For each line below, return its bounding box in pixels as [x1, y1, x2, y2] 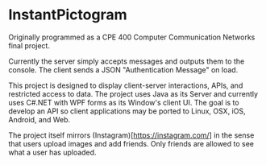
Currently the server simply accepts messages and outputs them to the [8, 56, 245, 66]
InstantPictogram [8, 6, 127, 24]
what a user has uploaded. [8, 147, 97, 157]
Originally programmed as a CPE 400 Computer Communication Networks [8, 32, 256, 42]
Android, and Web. [8, 114, 71, 124]
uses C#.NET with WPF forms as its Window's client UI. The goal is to [8, 97, 239, 107]
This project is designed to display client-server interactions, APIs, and [8, 80, 243, 90]
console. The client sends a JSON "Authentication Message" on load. [8, 64, 239, 74]
